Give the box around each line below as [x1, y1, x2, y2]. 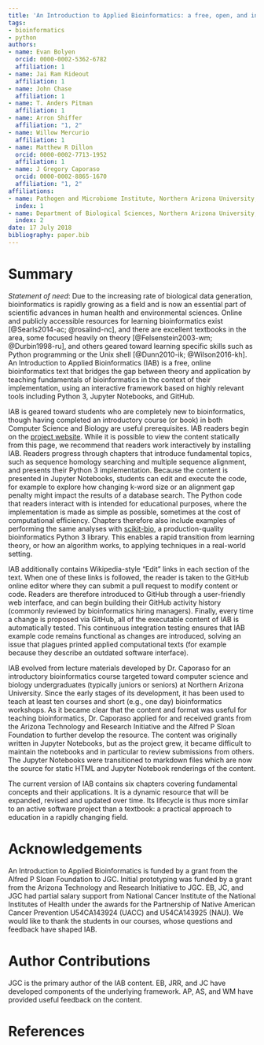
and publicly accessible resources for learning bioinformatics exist [8, 316, 223, 325]
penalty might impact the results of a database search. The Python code [8, 490, 243, 500]
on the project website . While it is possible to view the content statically [8, 432, 240, 441]
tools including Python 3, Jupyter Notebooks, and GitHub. [8, 391, 195, 401]
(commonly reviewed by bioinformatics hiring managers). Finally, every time [8, 606, 254, 615]
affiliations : [8, 187, 55, 195]
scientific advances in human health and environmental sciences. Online [8, 308, 243, 317]
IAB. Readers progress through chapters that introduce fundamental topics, [8, 448, 252, 458]
